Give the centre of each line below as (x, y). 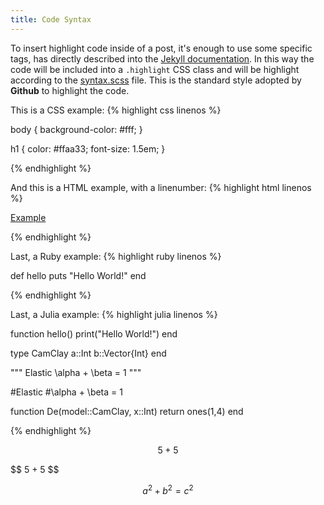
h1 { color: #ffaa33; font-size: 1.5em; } (88, 148)
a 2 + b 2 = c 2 (168, 489)
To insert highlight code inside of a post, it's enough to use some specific (161, 48)
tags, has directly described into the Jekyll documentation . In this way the (162, 58)
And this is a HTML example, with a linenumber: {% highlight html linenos (161, 187)
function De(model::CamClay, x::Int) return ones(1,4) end (127, 411)
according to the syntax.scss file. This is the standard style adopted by (156, 80)
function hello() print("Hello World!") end (94, 333)
